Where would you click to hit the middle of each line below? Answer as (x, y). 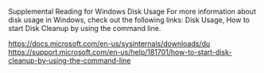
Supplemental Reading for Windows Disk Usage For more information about (132, 12)
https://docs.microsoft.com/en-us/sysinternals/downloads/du (109, 44)
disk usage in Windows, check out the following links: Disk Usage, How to (129, 20)
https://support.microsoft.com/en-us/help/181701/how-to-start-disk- (120, 52)
